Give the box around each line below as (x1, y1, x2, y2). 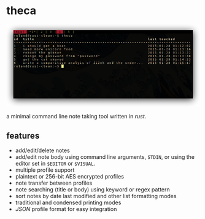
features (6, 130, 40, 141)
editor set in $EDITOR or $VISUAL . (15, 160, 96, 167)
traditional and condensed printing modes (15, 199, 122, 206)
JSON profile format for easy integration (15, 206, 117, 213)
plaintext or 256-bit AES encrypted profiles (15, 173, 125, 180)
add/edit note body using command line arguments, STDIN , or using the (15, 153, 195, 161)
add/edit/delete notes (15, 147, 71, 154)
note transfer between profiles (15, 179, 93, 187)
